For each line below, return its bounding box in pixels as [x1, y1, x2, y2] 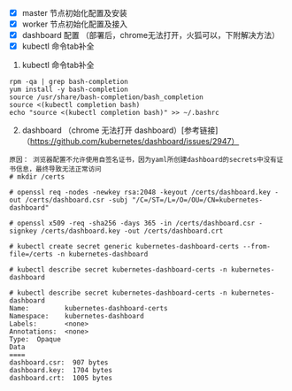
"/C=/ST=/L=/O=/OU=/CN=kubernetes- [131, 195, 264, 205]
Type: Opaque [9, 335, 62, 344]
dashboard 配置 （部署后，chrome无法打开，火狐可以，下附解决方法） [21, 30, 280, 41]
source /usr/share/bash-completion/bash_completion [9, 93, 204, 102]
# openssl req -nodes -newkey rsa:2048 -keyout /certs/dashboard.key [9, 188, 272, 197]
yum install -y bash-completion [9, 85, 128, 95]
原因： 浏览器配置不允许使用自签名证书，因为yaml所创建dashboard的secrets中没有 [9, 156, 277, 165]
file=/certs [9, 250, 53, 259]
